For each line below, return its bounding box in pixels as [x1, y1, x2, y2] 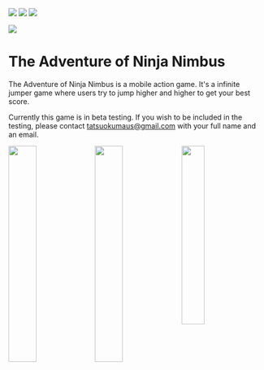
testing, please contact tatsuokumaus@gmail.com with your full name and [8, 120, 257, 130]
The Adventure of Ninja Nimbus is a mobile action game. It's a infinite [8, 79, 240, 89]
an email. [8, 129, 39, 139]
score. [8, 96, 30, 106]
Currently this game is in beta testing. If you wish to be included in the [8, 112, 243, 122]
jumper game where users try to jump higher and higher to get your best [8, 88, 250, 98]
